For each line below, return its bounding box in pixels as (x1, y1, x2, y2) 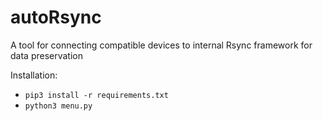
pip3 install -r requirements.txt (24, 90, 169, 100)
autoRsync (10, 6, 102, 29)
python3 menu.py (24, 101, 93, 111)
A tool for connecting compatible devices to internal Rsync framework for (10, 39, 313, 51)
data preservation (10, 49, 83, 61)
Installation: (10, 69, 58, 81)
